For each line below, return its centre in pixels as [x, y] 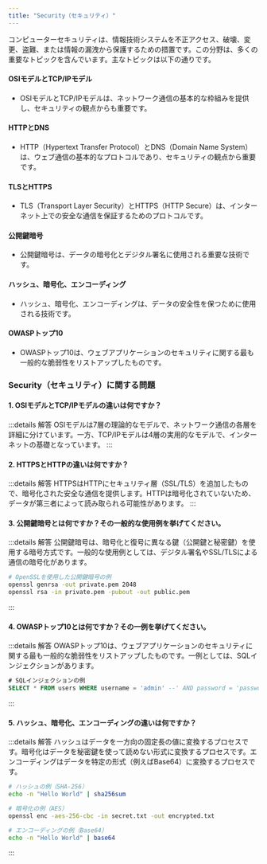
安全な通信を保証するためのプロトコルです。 [135, 216]
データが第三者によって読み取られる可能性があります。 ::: [102, 503]
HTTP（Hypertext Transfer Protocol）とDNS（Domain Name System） [136, 147]
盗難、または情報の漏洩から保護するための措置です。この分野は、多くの [140, 49]
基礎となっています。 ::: [74, 444]
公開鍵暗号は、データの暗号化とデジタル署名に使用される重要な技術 [131, 255]
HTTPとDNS [29, 127]
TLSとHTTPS [30, 186]
